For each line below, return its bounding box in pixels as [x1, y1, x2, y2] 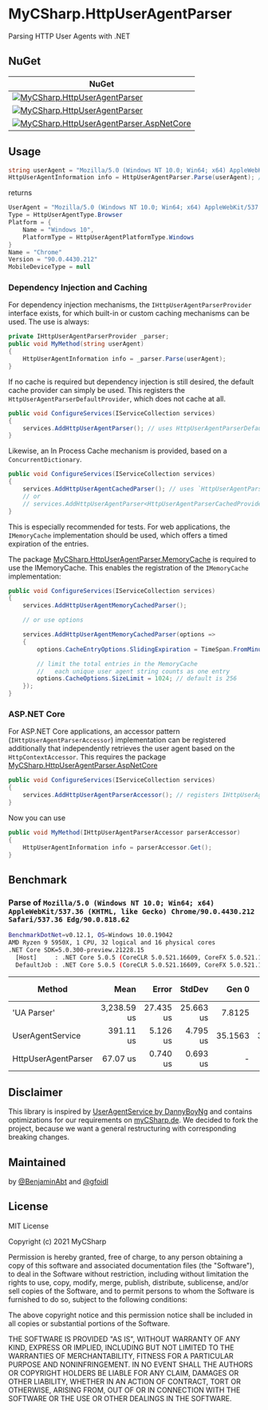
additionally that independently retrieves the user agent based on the [8, 743, 235, 753]
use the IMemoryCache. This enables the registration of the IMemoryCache [8, 563, 249, 572]
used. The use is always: [8, 317, 89, 326]
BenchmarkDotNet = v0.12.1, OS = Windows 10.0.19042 [8, 931, 173, 939]
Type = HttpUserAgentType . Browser [8, 211, 124, 219]
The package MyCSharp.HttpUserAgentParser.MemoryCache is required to [8, 554, 257, 564]
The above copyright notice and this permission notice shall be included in [8, 1310, 253, 1320]
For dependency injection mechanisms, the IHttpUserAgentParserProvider [8, 300, 253, 310]
